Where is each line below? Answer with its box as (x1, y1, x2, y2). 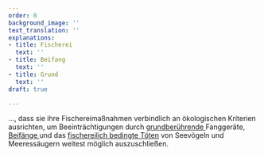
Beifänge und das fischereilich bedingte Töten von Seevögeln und (8, 131, 224, 140)
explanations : (8, 33, 56, 42)
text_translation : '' (8, 26, 80, 34)
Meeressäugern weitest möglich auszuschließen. (8, 139, 169, 149)
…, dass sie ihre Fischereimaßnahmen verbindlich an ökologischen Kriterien (8, 114, 256, 124)
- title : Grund (8, 70, 59, 78)
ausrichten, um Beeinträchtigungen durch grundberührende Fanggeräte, (8, 122, 246, 131)
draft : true (8, 85, 48, 93)
